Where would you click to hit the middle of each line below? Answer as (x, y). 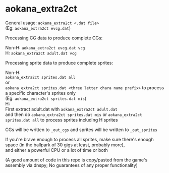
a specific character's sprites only (41, 93)
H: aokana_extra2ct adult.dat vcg (41, 53)
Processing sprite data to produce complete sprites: (59, 63)
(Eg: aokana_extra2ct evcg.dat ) (38, 28)
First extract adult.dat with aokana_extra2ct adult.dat (61, 109)
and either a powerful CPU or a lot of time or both (57, 150)
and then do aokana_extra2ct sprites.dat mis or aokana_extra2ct (74, 114)
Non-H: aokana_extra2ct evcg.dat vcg (45, 47)
